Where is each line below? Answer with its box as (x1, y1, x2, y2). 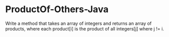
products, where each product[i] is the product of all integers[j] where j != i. (5, 25, 164, 31)
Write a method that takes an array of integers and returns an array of (5, 20, 152, 26)
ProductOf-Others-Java (5, 4, 109, 15)
